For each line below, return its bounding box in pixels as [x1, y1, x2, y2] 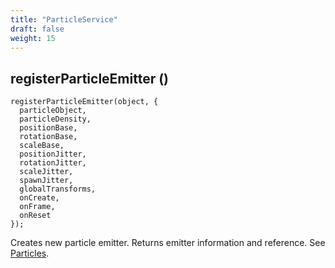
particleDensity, [19, 114, 92, 125]
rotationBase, [19, 132, 78, 142]
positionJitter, [19, 149, 87, 160]
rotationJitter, [19, 158, 87, 168]
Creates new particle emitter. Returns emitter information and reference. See [10, 237, 326, 249]
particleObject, [19, 106, 87, 116]
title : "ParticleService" [10, 14, 118, 25]
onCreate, [19, 193, 60, 203]
